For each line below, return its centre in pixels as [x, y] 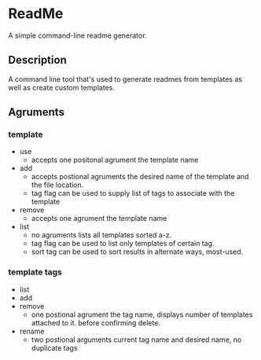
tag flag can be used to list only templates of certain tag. [123, 244]
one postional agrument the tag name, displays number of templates [142, 314]
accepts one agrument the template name [99, 219]
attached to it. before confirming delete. [96, 322]
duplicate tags [54, 347]
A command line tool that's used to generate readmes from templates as [125, 79]
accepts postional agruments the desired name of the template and [140, 177]
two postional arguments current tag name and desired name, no [136, 340]
